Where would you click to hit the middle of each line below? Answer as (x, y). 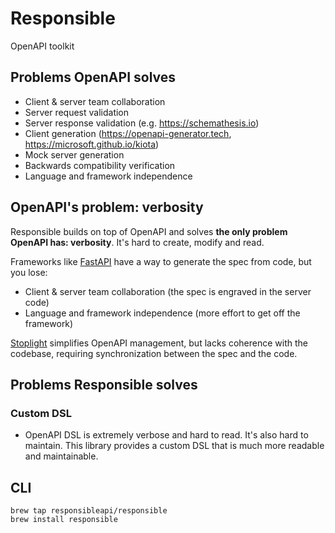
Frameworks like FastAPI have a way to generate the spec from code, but (161, 261)
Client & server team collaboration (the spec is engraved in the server (168, 291)
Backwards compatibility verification (100, 165)
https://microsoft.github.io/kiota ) (92, 144)
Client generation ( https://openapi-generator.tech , (128, 133)
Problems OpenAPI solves (93, 77)
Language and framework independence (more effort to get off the (162, 313)
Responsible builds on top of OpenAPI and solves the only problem (149, 231)
